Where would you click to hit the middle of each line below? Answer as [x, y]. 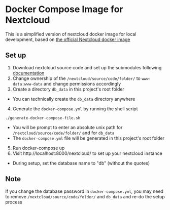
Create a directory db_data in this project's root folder [68, 89]
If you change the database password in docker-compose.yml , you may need [84, 191]
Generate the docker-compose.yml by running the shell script [75, 109]
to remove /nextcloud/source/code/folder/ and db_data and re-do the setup [85, 196]
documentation [28, 73]
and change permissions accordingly [82, 83]
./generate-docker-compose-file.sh [43, 118]
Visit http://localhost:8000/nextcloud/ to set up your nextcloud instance [87, 153]
